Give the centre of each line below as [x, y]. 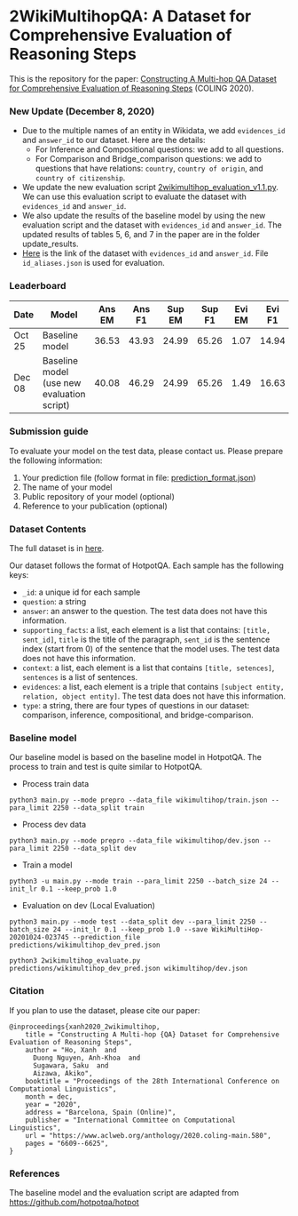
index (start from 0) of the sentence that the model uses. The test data [151, 649]
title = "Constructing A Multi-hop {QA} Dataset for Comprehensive [152, 1034]
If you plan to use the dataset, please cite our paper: [105, 1010]
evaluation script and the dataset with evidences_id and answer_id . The [152, 225]
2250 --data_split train [98, 808]
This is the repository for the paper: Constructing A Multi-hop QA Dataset [143, 78]
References [35, 1173]
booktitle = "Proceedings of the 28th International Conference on [152, 1081]
